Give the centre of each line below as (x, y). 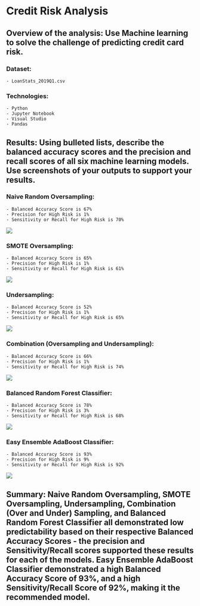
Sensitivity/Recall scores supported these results (100, 550)
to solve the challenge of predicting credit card (95, 42)
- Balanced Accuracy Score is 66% (49, 356)
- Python (17, 109)
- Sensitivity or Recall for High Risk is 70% (65, 219)
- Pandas (17, 124)
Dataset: (19, 69)
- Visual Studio (26, 119)
